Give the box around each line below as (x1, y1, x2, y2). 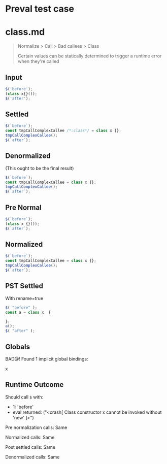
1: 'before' (12, 404, 34, 410)
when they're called (17, 58, 59, 64)
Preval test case (5, 3, 75, 15)
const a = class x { (5, 310, 51, 315)
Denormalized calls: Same (5, 454, 60, 460)
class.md (5, 26, 45, 38)
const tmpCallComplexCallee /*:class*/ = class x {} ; (5, 128, 122, 134)
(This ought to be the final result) (5, 165, 74, 171)
